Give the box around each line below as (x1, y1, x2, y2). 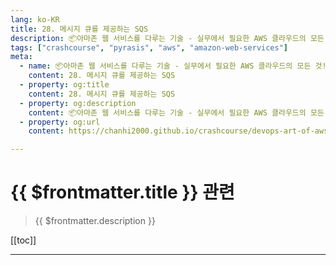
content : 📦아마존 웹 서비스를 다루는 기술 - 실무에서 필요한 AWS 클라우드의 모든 (28, 107, 325, 118)
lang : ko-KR (10, 14, 60, 25)
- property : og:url (19, 117, 101, 127)
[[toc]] (10, 234, 37, 246)
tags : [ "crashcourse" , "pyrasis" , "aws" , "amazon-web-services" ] (10, 42, 289, 53)
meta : (10, 52, 33, 62)
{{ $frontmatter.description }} (34, 215, 156, 227)
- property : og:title (19, 80, 110, 90)
